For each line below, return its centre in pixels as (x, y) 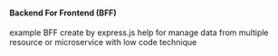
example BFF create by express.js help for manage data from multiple (139, 33)
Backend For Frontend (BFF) (63, 13)
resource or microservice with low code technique (103, 42)
